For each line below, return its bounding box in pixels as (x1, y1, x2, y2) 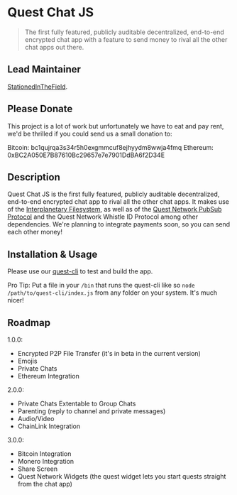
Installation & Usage (7, 248, 98, 260)
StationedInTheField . (7, 82, 68, 91)
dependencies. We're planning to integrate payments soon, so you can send (7, 220, 231, 229)
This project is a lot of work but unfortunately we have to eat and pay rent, (7, 121, 224, 130)
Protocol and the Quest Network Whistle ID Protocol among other (7, 212, 199, 221)
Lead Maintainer (7, 63, 82, 75)
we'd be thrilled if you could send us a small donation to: (7, 129, 172, 138)
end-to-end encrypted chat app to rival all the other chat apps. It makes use (7, 197, 229, 206)
